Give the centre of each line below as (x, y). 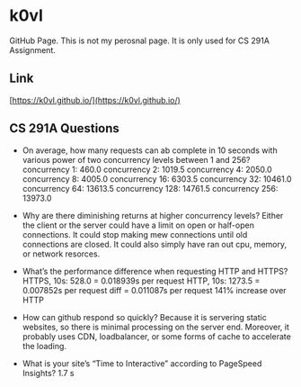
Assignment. (32, 49)
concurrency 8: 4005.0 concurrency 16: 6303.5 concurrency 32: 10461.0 (157, 179)
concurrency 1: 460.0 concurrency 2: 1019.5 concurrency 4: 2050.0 (147, 169)
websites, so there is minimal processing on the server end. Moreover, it (155, 327)
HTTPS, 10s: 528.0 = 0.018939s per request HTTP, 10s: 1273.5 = (141, 281)
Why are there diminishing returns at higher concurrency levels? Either (153, 215)
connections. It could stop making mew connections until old (135, 234)
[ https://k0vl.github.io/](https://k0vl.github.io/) (95, 100)
